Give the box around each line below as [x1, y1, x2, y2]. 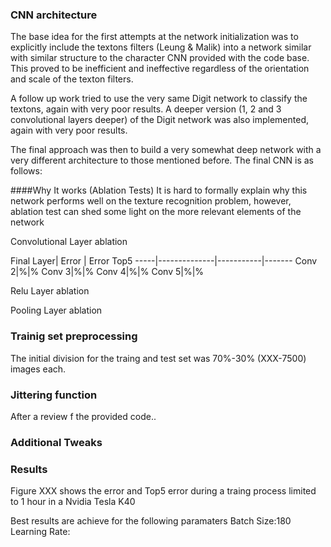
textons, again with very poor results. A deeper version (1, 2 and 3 [10, 103, 282, 115]
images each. [10, 363, 67, 375]
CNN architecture [10, 8, 98, 22]
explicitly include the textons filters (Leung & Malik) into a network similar [10, 41, 312, 53]
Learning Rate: [10, 526, 71, 538]
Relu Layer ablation [10, 285, 90, 297]
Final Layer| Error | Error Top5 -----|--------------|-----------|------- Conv [10, 255, 318, 267]
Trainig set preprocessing [10, 329, 138, 343]
